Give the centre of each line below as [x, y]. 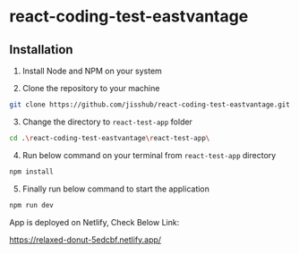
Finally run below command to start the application [116, 189]
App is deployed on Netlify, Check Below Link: [94, 222]
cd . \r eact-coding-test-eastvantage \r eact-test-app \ [110, 138]
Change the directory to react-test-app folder [107, 122]
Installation [41, 50]
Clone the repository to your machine [91, 88]
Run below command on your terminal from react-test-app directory [149, 155]
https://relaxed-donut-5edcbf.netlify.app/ [85, 240]
